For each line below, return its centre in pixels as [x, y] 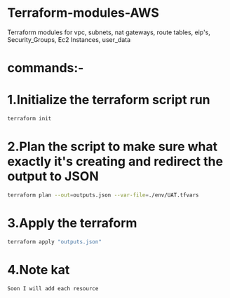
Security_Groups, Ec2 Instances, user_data [69, 39]
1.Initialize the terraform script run [109, 100]
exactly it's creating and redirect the [115, 162]
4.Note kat [39, 270]
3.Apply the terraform [72, 223]
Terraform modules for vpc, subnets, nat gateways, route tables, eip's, [109, 32]
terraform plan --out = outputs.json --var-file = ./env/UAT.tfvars [103, 195]
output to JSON [53, 177]
